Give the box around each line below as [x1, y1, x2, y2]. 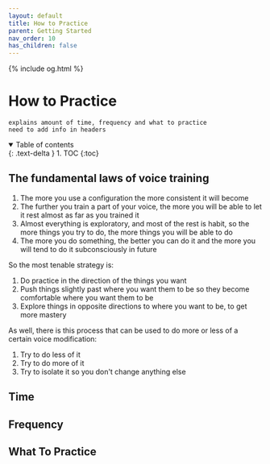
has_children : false [8, 42, 78, 50]
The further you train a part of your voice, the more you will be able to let [19, 201, 262, 211]
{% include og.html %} [8, 64, 84, 73]
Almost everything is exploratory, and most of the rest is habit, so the [19, 218, 250, 228]
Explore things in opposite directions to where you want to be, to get [19, 301, 247, 311]
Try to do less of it [19, 350, 81, 359]
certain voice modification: [8, 333, 98, 343]
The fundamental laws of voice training [8, 172, 210, 185]
